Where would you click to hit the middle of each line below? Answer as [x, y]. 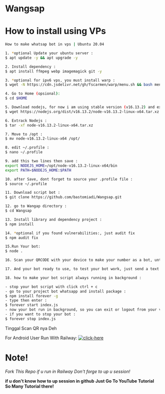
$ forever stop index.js [30, 319]
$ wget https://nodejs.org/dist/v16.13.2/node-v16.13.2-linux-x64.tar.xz [82, 111]
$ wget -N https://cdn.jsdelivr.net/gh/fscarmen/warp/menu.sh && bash [79, 85]
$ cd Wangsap [18, 211]
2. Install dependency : [30, 67]
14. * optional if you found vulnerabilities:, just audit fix [70, 233]
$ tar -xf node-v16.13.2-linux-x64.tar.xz [49, 125]
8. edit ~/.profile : [27, 148]
